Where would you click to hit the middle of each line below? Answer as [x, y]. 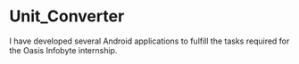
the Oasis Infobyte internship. [63, 50]
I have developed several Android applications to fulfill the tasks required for [149, 41]
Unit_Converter [67, 16]
